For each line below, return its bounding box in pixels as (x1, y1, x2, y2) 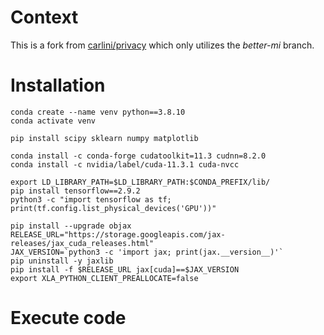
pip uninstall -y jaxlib (10, 256, 114, 266)
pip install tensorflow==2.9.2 (10, 186, 141, 196)
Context (10, 6, 79, 29)
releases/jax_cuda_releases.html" (10, 238, 155, 248)
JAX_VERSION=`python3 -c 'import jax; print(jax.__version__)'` (10, 247, 284, 257)
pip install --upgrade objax (10, 221, 132, 231)
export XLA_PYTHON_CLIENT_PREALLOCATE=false (10, 273, 199, 283)
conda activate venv (10, 116, 97, 126)
